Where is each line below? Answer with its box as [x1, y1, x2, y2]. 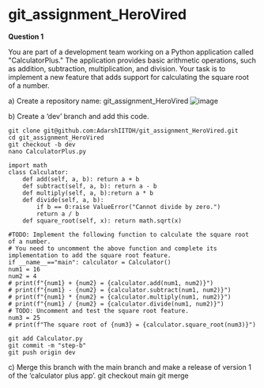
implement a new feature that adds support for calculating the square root [8, 72, 249, 82]
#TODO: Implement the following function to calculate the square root [8, 230, 249, 238]
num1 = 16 [8, 265, 41, 273]
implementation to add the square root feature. [8, 251, 172, 259]
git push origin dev [8, 348, 77, 356]
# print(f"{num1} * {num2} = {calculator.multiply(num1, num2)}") [8, 293, 232, 301]
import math [8, 161, 47, 169]
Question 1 [8, 32, 44, 41]
